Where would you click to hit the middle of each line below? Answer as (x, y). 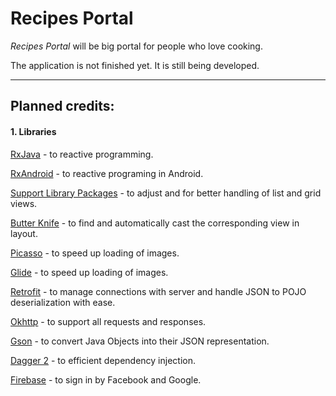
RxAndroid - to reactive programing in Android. (107, 173)
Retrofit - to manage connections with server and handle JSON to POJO (158, 291)
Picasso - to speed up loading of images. (95, 253)
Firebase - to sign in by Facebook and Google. (106, 379)
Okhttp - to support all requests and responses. (108, 321)
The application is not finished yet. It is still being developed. (135, 65)
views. (24, 203)
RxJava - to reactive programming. (82, 154)
